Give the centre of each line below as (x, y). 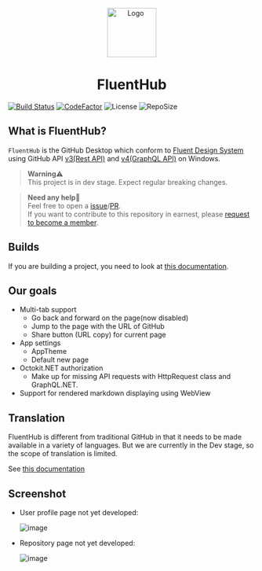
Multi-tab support (48, 310)
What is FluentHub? (58, 131)
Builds (24, 247)
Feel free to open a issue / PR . (74, 205)
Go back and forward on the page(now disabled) (110, 318)
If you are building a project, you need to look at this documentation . (118, 266)
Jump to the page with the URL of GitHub (98, 326)
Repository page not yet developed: (77, 543)
